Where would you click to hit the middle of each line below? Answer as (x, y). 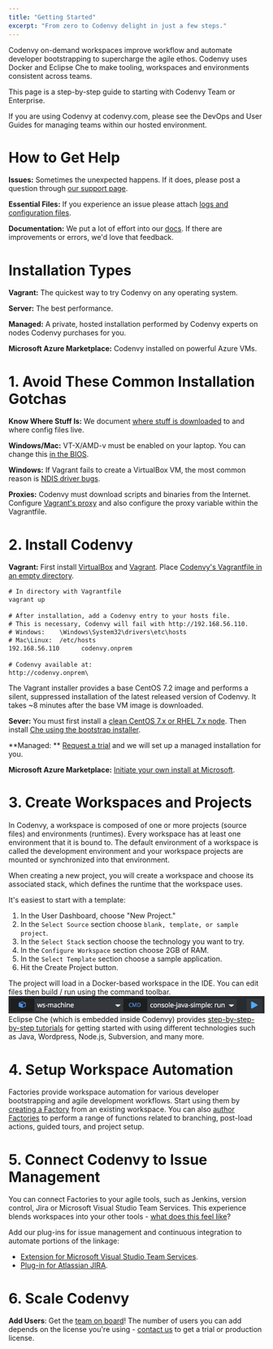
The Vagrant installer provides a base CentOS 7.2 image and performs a (129, 688)
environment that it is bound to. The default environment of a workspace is (133, 842)
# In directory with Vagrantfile (65, 592)
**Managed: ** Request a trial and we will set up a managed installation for (135, 746)
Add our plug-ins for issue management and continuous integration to (125, 1233)
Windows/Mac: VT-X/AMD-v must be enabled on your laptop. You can (127, 446)
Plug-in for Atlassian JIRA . (64, 1265)
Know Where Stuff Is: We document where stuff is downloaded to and (127, 421)
